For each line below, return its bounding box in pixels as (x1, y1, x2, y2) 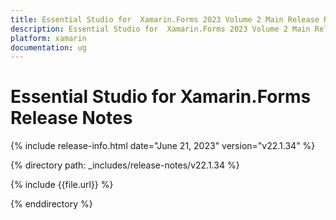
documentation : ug (10, 42, 87, 53)
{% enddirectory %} (10, 198, 93, 210)
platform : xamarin (10, 33, 87, 43)
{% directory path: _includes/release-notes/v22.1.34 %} (10, 159, 240, 171)
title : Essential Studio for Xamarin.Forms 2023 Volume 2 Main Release (10, 14, 320, 25)
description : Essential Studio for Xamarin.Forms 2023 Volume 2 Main (10, 24, 311, 34)
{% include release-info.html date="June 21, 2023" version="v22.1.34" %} (10, 140, 316, 152)
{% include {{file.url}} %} (10, 179, 114, 191)
